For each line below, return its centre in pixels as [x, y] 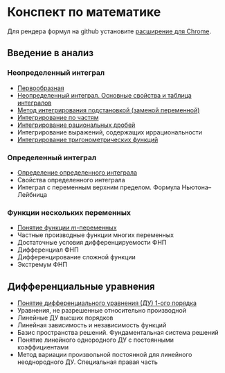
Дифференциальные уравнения [81, 286]
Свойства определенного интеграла [71, 180]
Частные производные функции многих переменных [96, 235]
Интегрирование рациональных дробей [76, 125]
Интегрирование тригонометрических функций [88, 139]
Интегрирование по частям [58, 117]
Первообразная [40, 88]
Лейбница [32, 194]
